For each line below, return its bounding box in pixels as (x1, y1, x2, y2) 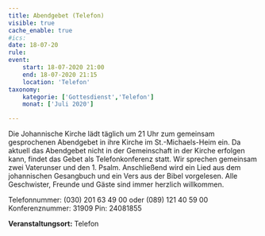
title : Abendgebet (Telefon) (8, 11, 105, 20)
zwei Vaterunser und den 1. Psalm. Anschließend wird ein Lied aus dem (8, 163, 241, 172)
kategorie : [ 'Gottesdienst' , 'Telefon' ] (22, 93, 155, 101)
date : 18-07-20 (8, 41, 59, 49)
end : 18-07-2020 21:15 (22, 71, 98, 79)
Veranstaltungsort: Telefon (8, 219, 99, 229)
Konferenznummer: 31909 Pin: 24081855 (8, 203, 143, 213)
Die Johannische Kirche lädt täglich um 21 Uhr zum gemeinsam (8, 129, 216, 139)
